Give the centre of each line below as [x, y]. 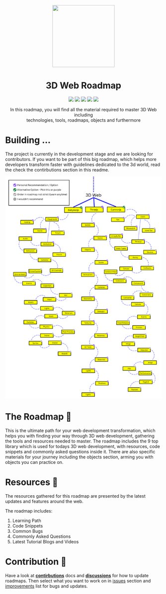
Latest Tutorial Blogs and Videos [45, 541]
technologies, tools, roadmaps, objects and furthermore [83, 120]
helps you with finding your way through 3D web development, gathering [80, 436]
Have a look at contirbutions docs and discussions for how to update [77, 575]
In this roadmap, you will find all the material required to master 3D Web [83, 109]
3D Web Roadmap [83, 86]
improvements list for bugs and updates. [46, 586]
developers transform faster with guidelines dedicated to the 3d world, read [83, 164]
